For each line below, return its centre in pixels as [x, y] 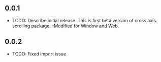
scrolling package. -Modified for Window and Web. [66, 26]
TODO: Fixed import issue [39, 54]
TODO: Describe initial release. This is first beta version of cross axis [84, 20]
